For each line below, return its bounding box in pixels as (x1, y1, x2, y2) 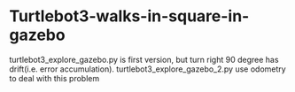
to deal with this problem (9, 73, 100, 83)
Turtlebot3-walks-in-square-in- (9, 6, 250, 27)
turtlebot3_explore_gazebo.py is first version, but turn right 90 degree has (9, 54, 279, 65)
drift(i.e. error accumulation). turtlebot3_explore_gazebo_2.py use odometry (9, 64, 286, 74)
